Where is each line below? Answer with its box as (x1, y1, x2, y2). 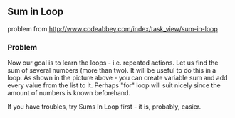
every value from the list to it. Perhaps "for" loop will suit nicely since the (7, 81, 221, 90)
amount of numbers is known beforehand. (7, 89, 130, 97)
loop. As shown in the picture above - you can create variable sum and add (7, 74, 228, 82)
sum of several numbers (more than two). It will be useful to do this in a (7, 66, 216, 75)
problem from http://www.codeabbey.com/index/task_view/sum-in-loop (7, 24, 219, 33)
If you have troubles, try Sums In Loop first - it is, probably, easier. (7, 102, 202, 111)
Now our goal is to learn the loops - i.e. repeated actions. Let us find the (7, 58, 219, 67)
